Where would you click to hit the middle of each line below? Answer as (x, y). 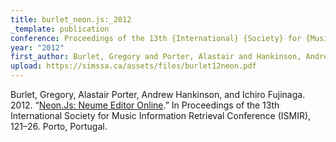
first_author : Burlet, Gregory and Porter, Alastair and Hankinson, (156, 57)
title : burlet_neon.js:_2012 (71, 19)
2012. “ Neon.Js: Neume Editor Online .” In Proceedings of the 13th (145, 105)
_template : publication (60, 29)
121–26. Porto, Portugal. (59, 126)
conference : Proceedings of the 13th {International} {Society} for (156, 38)
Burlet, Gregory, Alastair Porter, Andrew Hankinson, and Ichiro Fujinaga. (158, 94)
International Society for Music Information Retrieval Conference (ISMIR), (161, 115)
